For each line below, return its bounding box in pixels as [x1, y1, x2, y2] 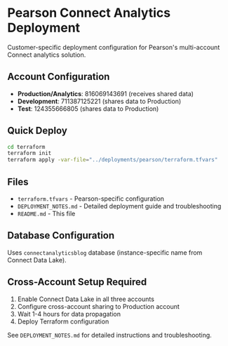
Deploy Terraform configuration [17, 317, 109, 326]
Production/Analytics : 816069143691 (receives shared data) [17, 89, 194, 98]
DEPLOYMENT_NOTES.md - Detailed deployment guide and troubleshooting [17, 202, 222, 210]
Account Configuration [7, 71, 110, 83]
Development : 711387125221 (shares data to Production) [17, 97, 182, 105]
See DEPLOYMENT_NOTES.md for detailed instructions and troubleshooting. [7, 331, 212, 339]
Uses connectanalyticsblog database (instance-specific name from [7, 248, 203, 257]
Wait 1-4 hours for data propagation [17, 310, 121, 318]
